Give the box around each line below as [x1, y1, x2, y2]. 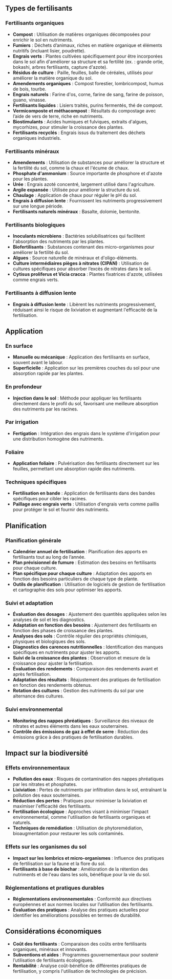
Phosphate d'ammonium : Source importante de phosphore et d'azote [12, 170, 162, 176]
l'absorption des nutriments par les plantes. [12, 238, 105, 244]
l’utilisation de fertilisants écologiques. [12, 957, 94, 963]
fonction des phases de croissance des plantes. [12, 628, 114, 634]
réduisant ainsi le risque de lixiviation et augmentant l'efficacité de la [12, 307, 158, 313]
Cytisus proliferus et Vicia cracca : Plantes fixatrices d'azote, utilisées [12, 271, 163, 277]
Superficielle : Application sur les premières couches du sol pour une [12, 365, 160, 371]
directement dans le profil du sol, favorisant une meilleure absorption [12, 400, 159, 406]
